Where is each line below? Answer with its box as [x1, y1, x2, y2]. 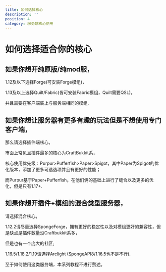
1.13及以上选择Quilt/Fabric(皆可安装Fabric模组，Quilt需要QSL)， [5, 90, 135, 95]
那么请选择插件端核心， [5, 139, 53, 145]
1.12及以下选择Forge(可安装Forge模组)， [5, 79, 87, 85]
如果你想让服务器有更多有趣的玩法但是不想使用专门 [5, 116, 162, 124]
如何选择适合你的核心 [5, 44, 93, 55]
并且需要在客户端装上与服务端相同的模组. [5, 100, 89, 106]
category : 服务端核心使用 [5, 21, 54, 26]
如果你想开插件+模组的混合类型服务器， [5, 199, 127, 208]
